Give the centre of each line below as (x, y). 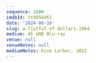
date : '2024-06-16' (31, 23)
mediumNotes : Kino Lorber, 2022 (46, 51)
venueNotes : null (28, 46)
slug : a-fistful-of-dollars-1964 (48, 28)
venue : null (21, 40)
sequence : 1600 (25, 12)
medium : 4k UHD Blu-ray (36, 34)
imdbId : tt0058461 (29, 17)
